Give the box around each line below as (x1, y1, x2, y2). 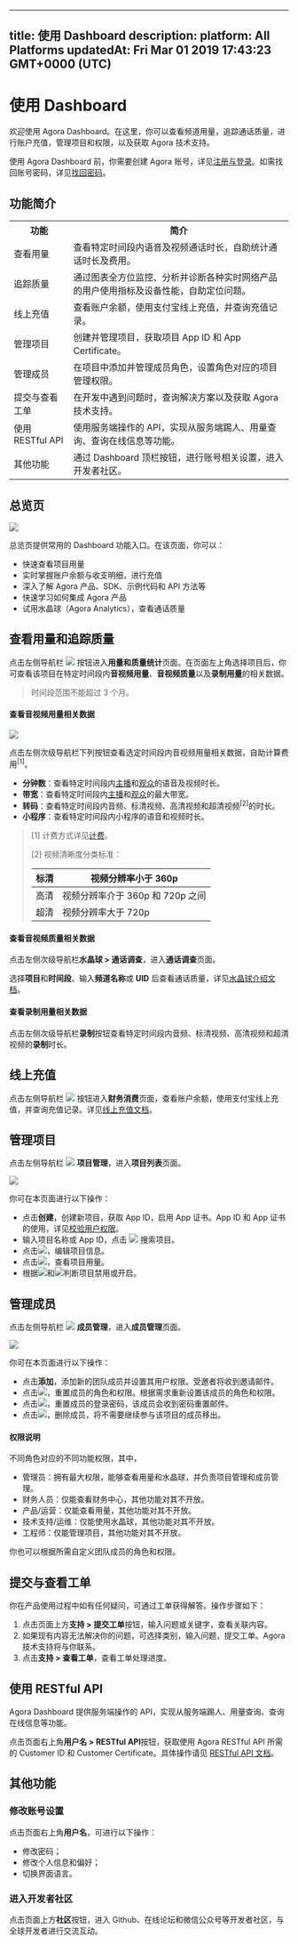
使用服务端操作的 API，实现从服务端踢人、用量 (73, 422, 268, 434)
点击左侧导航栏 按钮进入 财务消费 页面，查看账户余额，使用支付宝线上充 (9, 1093, 279, 1103)
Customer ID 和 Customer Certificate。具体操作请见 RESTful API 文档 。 (19, 1747, 279, 1758)
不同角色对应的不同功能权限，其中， (9, 1453, 142, 1464)
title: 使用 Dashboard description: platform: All (9, 28, 271, 44)
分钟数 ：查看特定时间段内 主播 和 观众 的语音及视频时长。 (21, 778, 224, 788)
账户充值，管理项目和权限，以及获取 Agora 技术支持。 (16, 137, 215, 148)
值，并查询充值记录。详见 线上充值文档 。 (9, 1104, 157, 1115)
